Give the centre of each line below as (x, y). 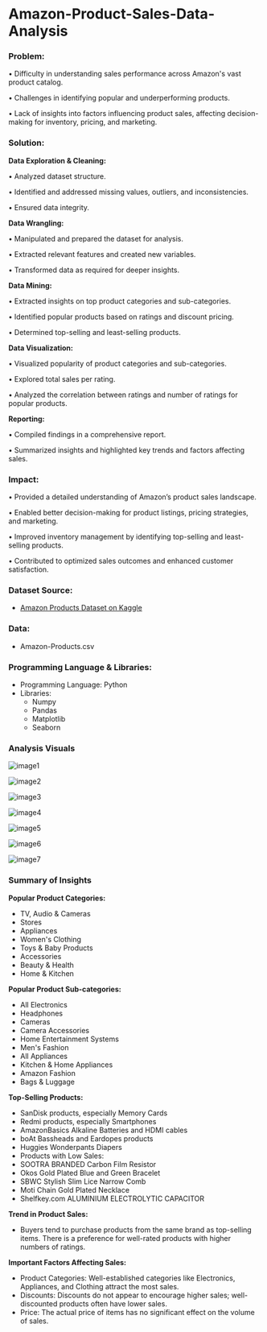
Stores (31, 922)
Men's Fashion (44, 1047)
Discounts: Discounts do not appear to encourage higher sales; (125, 1295)
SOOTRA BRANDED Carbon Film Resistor (88, 1164)
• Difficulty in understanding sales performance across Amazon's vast (125, 74)
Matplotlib (49, 718)
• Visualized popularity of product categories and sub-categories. (117, 363)
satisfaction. (29, 569)
